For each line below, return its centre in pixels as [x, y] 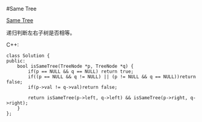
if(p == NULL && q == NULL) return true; [81, 72]
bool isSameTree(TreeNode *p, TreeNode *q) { [76, 66]
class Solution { [28, 56]
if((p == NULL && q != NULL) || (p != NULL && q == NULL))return [112, 77]
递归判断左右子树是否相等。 [41, 33]
